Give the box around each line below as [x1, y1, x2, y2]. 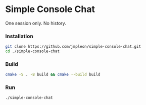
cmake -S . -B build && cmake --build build [5, 72, 101, 77]
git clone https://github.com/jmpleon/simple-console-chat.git [5, 44, 141, 49]
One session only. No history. [5, 20, 67, 26]
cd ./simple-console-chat [5, 49, 60, 54]
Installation [5, 33, 34, 40]
